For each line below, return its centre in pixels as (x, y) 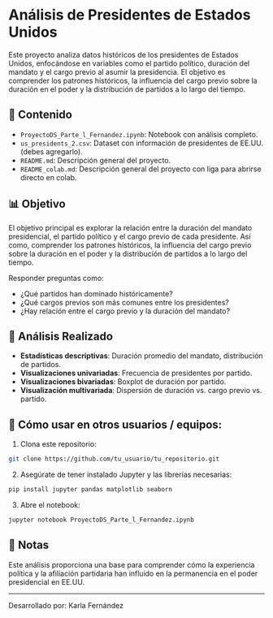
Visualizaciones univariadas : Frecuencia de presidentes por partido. (136, 373)
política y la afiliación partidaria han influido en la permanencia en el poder (133, 573)
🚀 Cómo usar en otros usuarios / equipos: (115, 424)
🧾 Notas (29, 545)
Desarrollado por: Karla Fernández (66, 605)
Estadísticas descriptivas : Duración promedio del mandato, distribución (141, 356)
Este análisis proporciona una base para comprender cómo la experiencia (132, 564)
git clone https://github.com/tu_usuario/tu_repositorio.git (114, 459)
